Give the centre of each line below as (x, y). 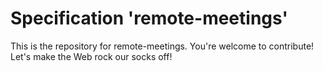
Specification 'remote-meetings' (149, 18)
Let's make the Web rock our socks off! (91, 56)
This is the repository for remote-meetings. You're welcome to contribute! (162, 46)
